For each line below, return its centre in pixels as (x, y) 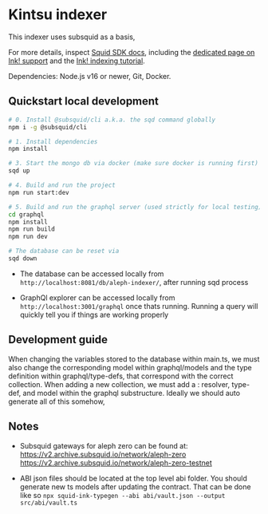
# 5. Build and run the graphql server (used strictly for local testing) (135, 207)
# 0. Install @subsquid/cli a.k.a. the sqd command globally (112, 120)
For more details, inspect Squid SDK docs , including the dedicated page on (132, 52)
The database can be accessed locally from (92, 274)
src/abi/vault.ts (49, 503)
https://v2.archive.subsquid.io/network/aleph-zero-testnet (116, 463)
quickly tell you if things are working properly (94, 314)
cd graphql (26, 214)
